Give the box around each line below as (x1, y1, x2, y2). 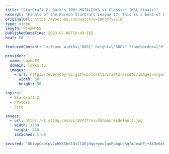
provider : (5, 53, 26, 58)
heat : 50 (5, 36, 24, 41)
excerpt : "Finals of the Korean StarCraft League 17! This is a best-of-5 (5, 12, 165, 17)
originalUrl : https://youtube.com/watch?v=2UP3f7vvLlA (5, 17, 123, 22)
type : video (5, 21, 30, 27)
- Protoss (10, 100, 30, 105)
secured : (5, 141, 24, 146)
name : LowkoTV (10, 58, 39, 63)
